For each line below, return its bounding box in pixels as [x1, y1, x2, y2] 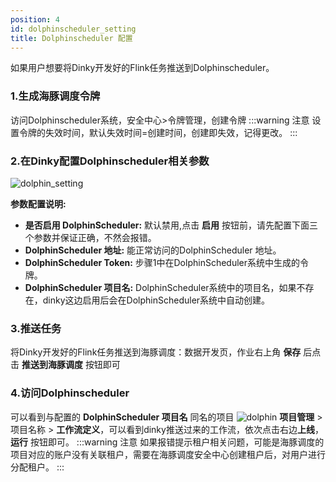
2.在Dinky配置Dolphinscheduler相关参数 [10, 154, 210, 168]
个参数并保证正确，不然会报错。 [24, 231, 157, 243]
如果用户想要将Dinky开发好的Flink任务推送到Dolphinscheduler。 [10, 62, 275, 74]
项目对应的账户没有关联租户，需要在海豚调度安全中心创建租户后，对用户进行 [10, 448, 326, 460]
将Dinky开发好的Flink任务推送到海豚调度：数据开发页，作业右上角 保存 [10, 346, 302, 358]
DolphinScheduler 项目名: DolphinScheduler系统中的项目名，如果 [24, 281, 297, 293]
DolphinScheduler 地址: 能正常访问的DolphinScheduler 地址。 [24, 244, 282, 256]
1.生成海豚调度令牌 [10, 89, 101, 103]
